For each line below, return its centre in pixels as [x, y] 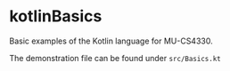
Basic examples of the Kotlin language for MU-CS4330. [111, 41]
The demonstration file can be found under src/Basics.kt [115, 58]
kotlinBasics [56, 16]
